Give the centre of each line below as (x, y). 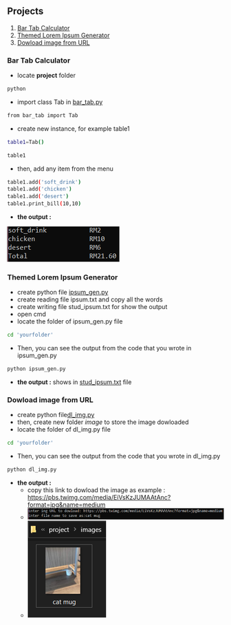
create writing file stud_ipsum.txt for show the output (92, 307)
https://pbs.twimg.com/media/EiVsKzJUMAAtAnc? (99, 498)
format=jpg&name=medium (66, 505)
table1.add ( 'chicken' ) (40, 189)
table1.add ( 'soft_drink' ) (44, 182)
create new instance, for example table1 (73, 128)
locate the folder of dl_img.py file (64, 430)
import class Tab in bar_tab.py (60, 102)
